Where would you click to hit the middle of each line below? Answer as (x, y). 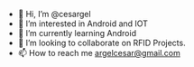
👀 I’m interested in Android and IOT (83, 24)
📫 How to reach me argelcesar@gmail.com (99, 53)
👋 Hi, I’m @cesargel (55, 14)
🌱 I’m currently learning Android (77, 33)
